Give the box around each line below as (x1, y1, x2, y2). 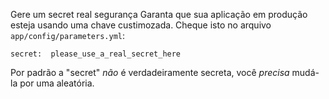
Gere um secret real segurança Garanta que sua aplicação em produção (10, 9, 308, 20)
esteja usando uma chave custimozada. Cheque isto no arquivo (10, 19, 272, 31)
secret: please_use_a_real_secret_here (10, 49, 182, 59)
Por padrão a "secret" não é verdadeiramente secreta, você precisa (10, 67, 290, 78)
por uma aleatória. (19, 77, 95, 89)
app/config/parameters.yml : (10, 30, 126, 41)
